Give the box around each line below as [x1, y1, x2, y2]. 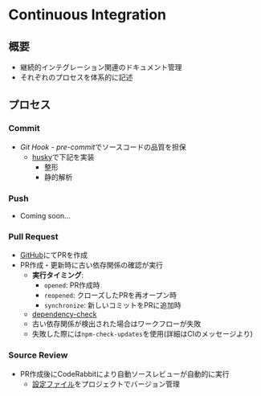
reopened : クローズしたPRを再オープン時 [43, 291, 177, 300]
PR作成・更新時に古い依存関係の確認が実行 [19, 260, 163, 270]
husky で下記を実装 [31, 152, 95, 161]
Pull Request [8, 231, 59, 242]
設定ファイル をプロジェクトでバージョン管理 [31, 379, 181, 389]
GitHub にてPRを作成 [19, 251, 88, 260]
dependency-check [31, 309, 97, 319]
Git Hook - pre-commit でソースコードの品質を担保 [19, 142, 186, 152]
